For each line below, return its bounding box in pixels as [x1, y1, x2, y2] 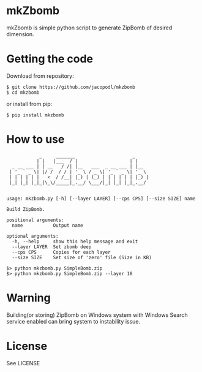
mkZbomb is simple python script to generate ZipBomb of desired [6, 24, 173, 31]
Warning [6, 291, 51, 305]
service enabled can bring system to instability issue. [6, 317, 141, 325]
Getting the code [6, 52, 94, 66]
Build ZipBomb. [6, 206, 45, 212]
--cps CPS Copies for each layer [12, 249, 111, 255]
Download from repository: [6, 72, 75, 80]
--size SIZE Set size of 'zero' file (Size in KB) [12, 254, 152, 260]
